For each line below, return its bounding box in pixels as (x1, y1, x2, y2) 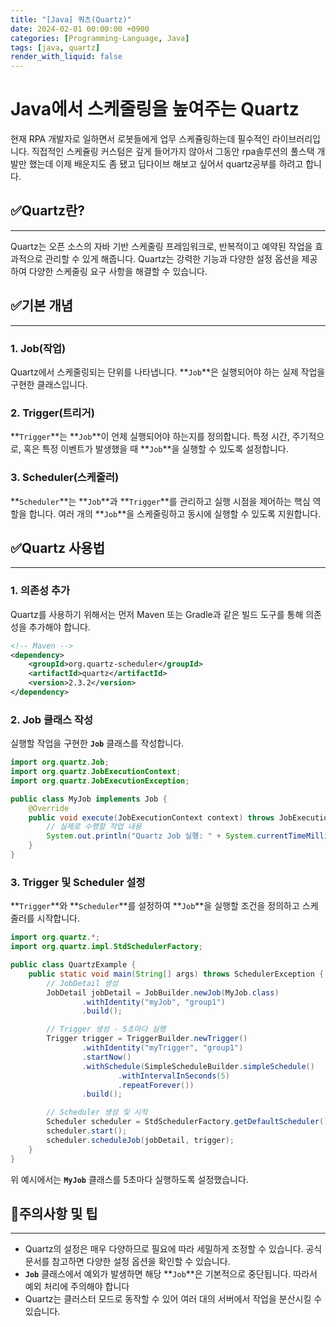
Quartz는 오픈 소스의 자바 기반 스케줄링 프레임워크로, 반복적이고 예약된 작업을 (10, 240, 313, 252)
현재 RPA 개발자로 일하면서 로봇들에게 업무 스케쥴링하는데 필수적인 (10, 133, 270, 145)
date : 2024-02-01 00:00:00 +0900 (10, 24, 150, 34)
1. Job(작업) (10, 341, 67, 355)
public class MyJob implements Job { (10, 794, 168, 804)
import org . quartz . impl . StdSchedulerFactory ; (10, 942, 203, 952)
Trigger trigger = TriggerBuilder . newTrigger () (46, 1034, 248, 1044)
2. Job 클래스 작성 (10, 712, 94, 726)
